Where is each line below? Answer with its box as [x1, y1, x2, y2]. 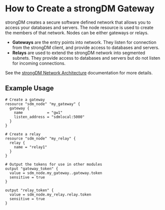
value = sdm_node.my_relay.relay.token [9, 192, 92, 197]
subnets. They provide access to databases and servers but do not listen [12, 55, 161, 61]
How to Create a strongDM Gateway [5, 3, 155, 14]
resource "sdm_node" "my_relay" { [5, 136, 76, 141]
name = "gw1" [14, 110, 63, 115]
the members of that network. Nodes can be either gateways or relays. [5, 30, 149, 35]
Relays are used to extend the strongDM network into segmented [12, 50, 145, 56]
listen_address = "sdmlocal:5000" [14, 114, 85, 119]
